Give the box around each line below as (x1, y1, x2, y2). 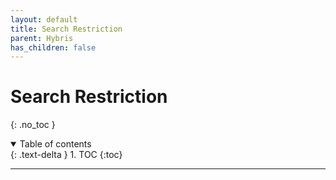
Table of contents (19, 138, 92, 150)
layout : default (10, 14, 78, 25)
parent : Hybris (10, 33, 74, 43)
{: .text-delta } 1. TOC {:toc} (10, 149, 123, 161)
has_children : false (10, 42, 97, 53)
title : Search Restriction (10, 24, 123, 34)
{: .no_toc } (10, 119, 56, 131)
